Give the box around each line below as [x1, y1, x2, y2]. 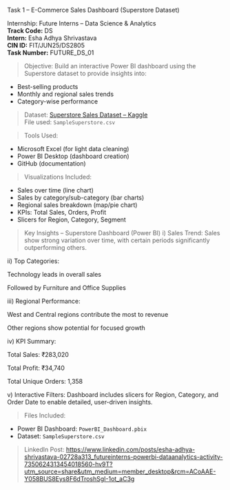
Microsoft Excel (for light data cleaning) [17, 145, 129, 153]
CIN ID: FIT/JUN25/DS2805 [7, 41, 85, 49]
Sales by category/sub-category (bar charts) [17, 193, 145, 202]
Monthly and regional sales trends [17, 90, 114, 98]
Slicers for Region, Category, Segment [17, 215, 126, 224]
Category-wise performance [17, 97, 98, 106]
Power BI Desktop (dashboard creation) [17, 152, 129, 160]
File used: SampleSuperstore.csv [23, 118, 116, 126]
